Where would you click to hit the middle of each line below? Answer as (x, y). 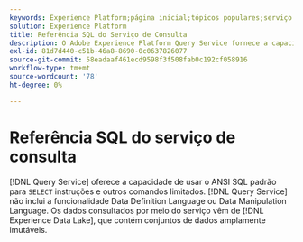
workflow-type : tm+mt (50, 69)
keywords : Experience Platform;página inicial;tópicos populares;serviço (151, 18)
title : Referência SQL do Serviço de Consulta (98, 34)
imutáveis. (28, 229)
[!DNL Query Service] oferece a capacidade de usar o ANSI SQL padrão (143, 181)
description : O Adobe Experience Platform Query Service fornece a (139, 43)
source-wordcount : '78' (54, 77)
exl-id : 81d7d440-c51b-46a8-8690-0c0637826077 (98, 51)
